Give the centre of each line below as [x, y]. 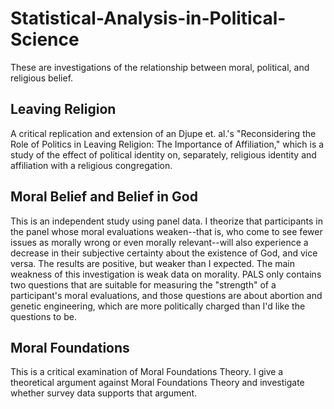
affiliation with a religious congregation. [91, 165]
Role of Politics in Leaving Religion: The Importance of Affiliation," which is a [167, 144]
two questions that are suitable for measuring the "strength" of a [143, 284]
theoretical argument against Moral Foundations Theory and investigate [157, 383]
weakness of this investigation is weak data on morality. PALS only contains [166, 274]
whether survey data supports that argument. [104, 393]
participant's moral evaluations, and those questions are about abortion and [166, 295]
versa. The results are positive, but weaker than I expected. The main [153, 263]
